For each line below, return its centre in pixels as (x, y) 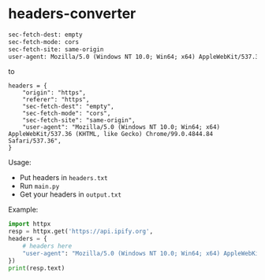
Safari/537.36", (35, 141)
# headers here (47, 246)
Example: (23, 210)
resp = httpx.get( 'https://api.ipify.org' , (81, 232)
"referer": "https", (56, 100)
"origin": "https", (54, 93)
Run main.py (39, 186)
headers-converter (72, 14)
